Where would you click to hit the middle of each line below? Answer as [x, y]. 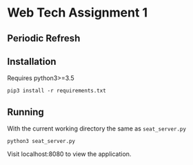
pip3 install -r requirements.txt [57, 91]
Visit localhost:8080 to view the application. [69, 154]
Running [26, 112]
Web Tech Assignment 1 [78, 13]
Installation [32, 61]
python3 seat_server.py [41, 142]
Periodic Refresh [44, 38]
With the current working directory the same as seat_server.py [96, 128]
